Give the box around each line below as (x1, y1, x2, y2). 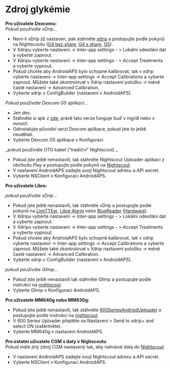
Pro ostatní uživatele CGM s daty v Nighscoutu (5, 338, 107, 345)
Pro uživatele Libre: (5, 182, 47, 189)
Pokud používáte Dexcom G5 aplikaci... (5, 99, 88, 105)
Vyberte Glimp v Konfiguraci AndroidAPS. (12, 287, 101, 293)
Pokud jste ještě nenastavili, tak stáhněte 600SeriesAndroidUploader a (12, 307, 162, 313)
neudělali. (12, 131, 34, 137)
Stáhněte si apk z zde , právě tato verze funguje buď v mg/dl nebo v (12, 115, 155, 121)
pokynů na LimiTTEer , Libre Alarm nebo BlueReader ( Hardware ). (12, 207, 148, 214)
